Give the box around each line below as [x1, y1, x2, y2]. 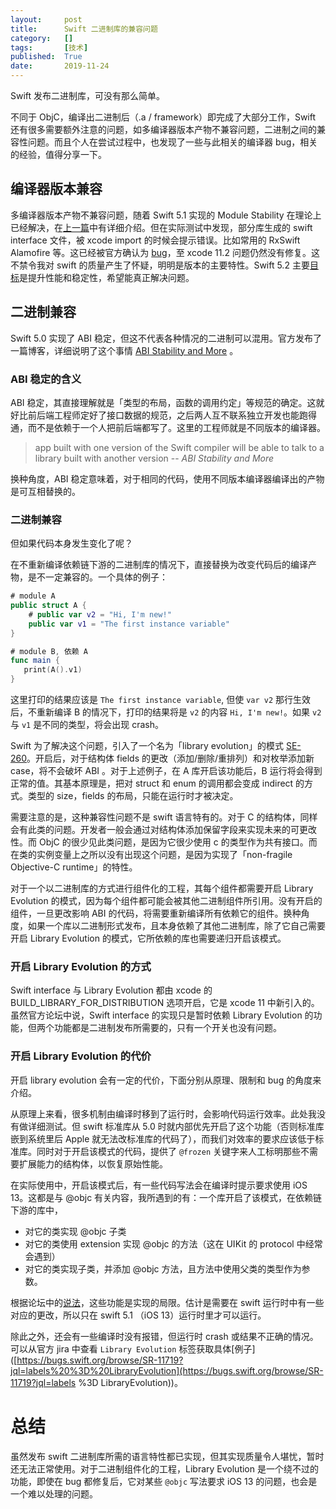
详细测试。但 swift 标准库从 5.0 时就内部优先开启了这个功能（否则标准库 [27, 1120, 325, 1132]
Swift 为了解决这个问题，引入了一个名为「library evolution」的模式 [10, 740, 285, 752]
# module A [10, 591, 56, 601]
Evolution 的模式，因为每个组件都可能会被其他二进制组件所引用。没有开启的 [10, 895, 323, 907]
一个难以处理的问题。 [10, 1487, 98, 1500]
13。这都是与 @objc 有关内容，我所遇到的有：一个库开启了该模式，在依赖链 [10, 1191, 323, 1203]
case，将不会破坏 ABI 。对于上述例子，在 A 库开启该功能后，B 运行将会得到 [10, 765, 323, 777]
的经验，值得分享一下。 [10, 149, 107, 160]
